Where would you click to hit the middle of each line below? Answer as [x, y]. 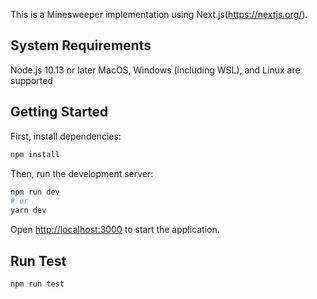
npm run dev [35, 192]
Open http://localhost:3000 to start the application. [115, 230]
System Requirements [81, 45]
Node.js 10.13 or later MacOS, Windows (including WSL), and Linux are [155, 70]
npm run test [37, 284]
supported [31, 80]
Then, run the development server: [82, 173]
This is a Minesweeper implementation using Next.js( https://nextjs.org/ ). [159, 14]
